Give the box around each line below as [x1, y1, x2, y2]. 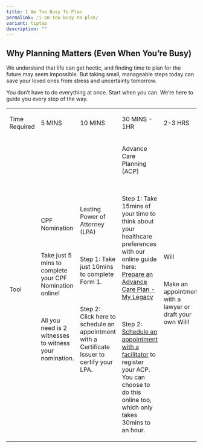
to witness [40, 339, 71, 348]
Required [9, 122, 35, 131]
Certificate [80, 343, 111, 351]
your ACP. [121, 366, 150, 374]
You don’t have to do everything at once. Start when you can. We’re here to [6, 89, 193, 96]
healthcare [121, 232, 153, 241]
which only [121, 403, 153, 412]
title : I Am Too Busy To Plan [6, 8, 83, 15]
